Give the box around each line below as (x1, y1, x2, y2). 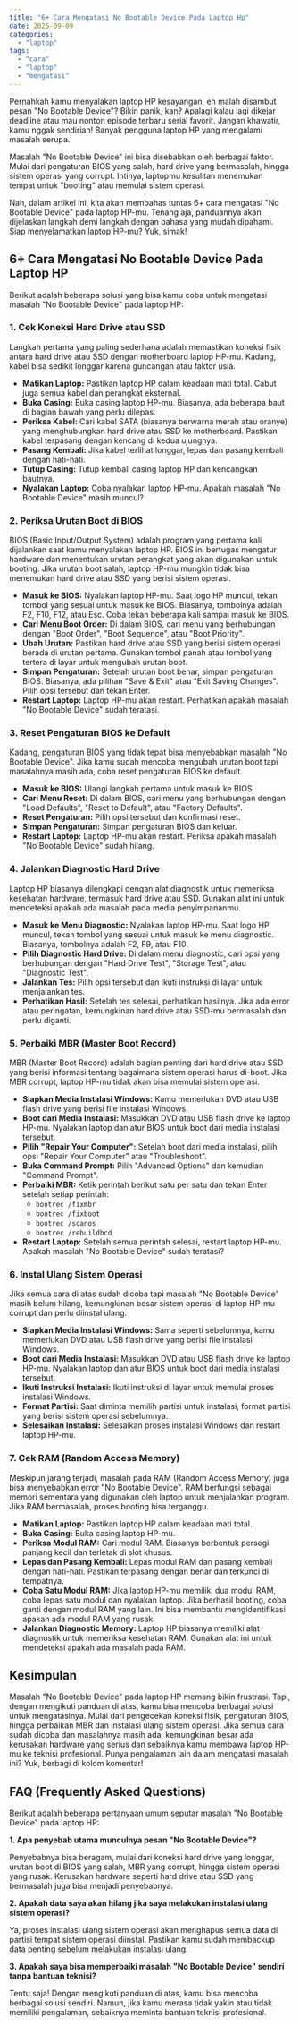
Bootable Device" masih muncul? (21, 492, 145, 502)
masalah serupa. (9, 133, 71, 144)
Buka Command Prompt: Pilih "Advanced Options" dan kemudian (21, 1160, 264, 1171)
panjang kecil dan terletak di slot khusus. (21, 1546, 173, 1558)
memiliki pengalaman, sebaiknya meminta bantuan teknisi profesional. (9, 2007, 267, 2018)
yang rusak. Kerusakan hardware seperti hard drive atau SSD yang (9, 1871, 254, 1882)
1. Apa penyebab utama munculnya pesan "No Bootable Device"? (9, 1834, 257, 1845)
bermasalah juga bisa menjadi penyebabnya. (9, 1881, 174, 1892)
